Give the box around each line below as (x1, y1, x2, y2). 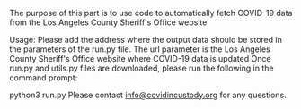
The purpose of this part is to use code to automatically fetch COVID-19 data (9, 8, 293, 18)
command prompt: (9, 72, 78, 83)
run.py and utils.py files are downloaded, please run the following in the (9, 63, 274, 73)
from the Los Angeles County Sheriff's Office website (9, 17, 208, 28)
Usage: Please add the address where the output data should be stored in (9, 35, 283, 45)
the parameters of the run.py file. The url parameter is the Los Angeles (9, 44, 271, 54)
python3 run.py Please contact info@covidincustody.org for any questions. (9, 89, 288, 100)
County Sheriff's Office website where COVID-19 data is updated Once (9, 54, 271, 63)
